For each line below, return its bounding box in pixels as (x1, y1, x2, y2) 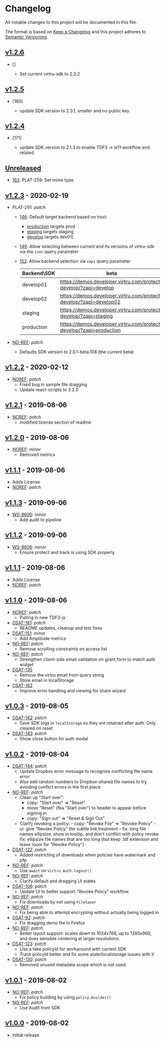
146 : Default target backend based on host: (19, 214, 108, 219)
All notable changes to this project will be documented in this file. (5, 19, 137, 25)
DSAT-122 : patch (12, 847, 47, 853)
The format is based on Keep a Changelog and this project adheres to (5, 29, 146, 34)
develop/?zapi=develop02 (59, 299, 121, 305)
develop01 (22, 281, 48, 288)
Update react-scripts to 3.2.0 (19, 387, 79, 393)
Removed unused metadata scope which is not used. (19, 962, 127, 968)
